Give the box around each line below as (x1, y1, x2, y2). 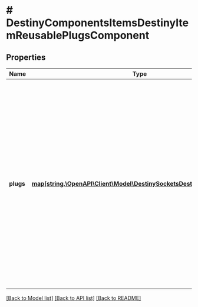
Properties (6, 52, 46, 62)
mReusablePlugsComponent (6, 29, 150, 42)
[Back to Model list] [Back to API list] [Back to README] (6, 295, 141, 302)
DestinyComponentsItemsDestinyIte (6, 16, 189, 30)
